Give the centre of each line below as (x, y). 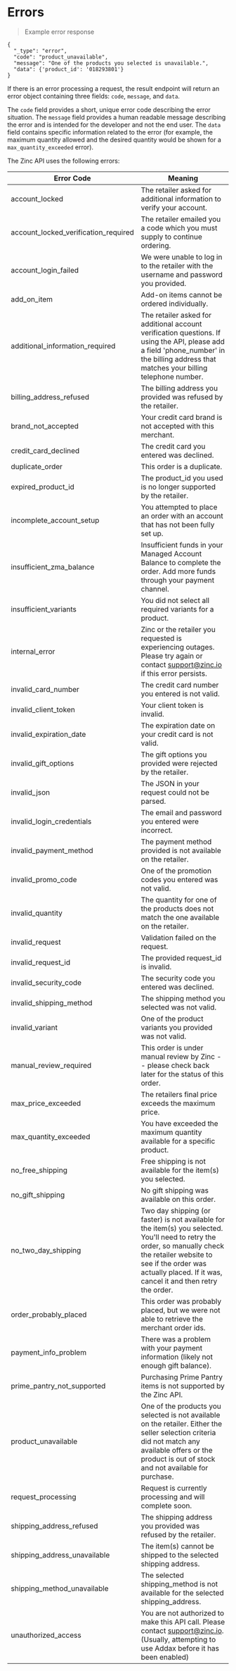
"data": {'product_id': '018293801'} (69, 69)
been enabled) (165, 1657)
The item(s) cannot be (177, 1546)
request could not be (175, 792)
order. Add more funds (178, 571)
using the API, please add (183, 341)
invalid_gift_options (42, 763)
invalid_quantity (37, 913)
